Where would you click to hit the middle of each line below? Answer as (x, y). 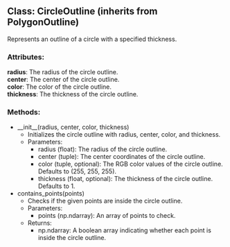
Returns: (39, 223)
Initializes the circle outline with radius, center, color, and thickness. (124, 135)
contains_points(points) (51, 194)
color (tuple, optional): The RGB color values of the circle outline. (130, 164)
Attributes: (26, 57)
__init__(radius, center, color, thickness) (73, 127)
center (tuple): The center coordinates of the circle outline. (122, 157)
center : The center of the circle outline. (63, 80)
